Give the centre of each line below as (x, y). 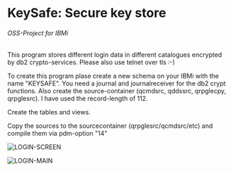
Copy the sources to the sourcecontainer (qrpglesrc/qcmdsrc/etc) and (110, 126)
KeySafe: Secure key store (87, 13)
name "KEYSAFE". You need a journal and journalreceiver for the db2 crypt (116, 83)
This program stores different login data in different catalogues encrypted (115, 55)
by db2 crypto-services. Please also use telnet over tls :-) (91, 62)
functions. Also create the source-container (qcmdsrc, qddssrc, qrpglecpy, (117, 91)
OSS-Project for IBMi (38, 33)
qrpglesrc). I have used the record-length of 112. (78, 99)
